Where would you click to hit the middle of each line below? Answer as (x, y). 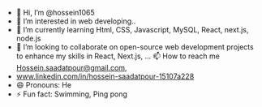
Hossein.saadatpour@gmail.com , (71, 68)
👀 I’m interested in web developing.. (76, 21)
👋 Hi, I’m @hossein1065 (55, 13)
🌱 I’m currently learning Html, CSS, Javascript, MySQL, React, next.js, (132, 30)
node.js (29, 38)
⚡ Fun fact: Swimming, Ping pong (72, 94)
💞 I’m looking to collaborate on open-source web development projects (135, 47)
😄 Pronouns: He (43, 85)
